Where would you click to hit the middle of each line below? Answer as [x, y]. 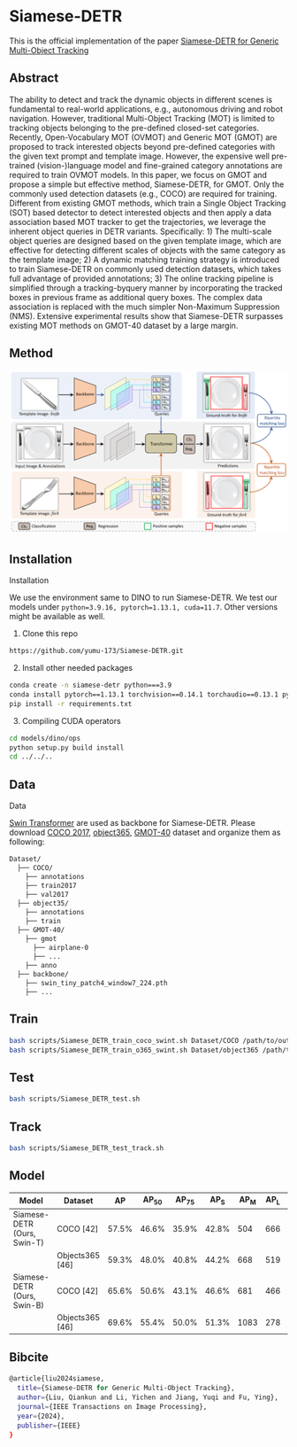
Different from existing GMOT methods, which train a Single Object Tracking [148, 203]
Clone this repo [49, 634]
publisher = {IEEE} [49, 1425]
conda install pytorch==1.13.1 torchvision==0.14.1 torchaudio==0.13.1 [144, 694]
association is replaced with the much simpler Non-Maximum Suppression [145, 307]
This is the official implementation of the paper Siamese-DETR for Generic [144, 41]
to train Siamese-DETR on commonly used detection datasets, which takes [145, 268]
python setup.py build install [67, 747]
